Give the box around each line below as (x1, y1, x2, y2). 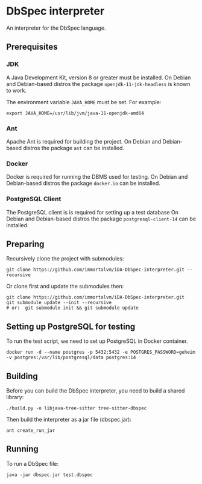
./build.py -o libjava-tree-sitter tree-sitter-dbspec (6, 405, 147, 411)
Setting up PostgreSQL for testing (6, 321, 136, 331)
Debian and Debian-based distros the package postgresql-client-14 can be (6, 215, 196, 222)
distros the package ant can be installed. (23, 144, 125, 151)
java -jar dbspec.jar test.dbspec (6, 471, 93, 478)
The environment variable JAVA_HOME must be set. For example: (6, 98, 162, 105)
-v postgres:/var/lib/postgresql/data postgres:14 (6, 354, 136, 361)
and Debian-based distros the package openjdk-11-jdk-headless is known (6, 80, 191, 87)
